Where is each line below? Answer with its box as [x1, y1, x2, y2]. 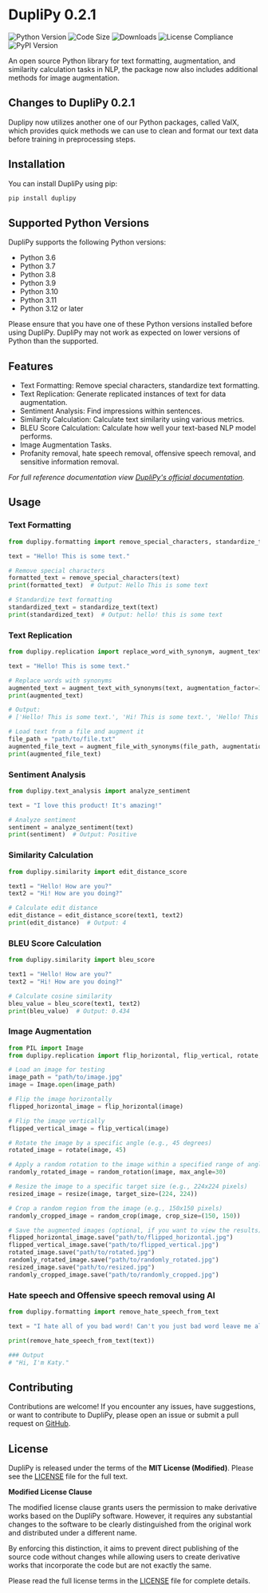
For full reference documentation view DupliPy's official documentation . [8, 473, 245, 483]
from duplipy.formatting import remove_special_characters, [8, 538, 213, 546]
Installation [8, 157, 65, 171]
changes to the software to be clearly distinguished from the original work [8, 1520, 252, 1529]
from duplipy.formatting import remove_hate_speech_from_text [8, 1308, 219, 1316]
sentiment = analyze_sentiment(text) [8, 823, 134, 832]
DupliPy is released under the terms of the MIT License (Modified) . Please [8, 1464, 254, 1473]
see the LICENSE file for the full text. [8, 1472, 128, 1481]
